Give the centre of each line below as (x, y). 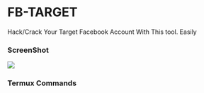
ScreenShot (28, 50)
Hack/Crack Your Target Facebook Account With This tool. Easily (102, 32)
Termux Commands (42, 83)
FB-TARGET (42, 12)
